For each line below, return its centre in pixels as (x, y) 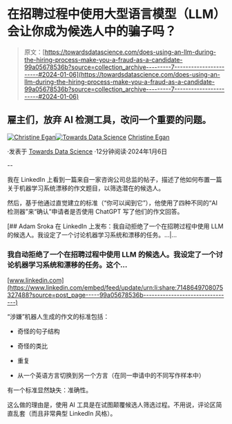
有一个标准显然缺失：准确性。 (49, 390)
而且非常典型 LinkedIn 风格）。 (74, 414)
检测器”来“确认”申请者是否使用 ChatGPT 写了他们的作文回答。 (95, 211)
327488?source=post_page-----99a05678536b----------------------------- (116, 295)
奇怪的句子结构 (38, 331)
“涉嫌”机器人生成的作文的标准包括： (58, 317)
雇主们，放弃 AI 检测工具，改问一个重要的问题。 (109, 120)
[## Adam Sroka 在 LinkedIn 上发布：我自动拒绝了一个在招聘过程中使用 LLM (115, 226)
